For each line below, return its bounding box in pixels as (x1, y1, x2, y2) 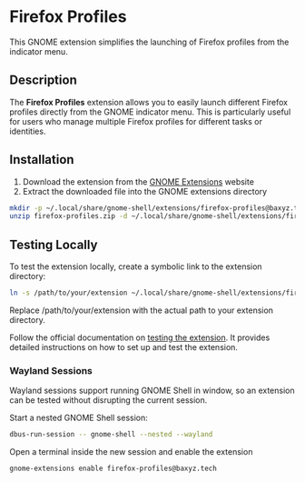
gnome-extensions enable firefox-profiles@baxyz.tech (9, 464, 218, 474)
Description (9, 73, 77, 88)
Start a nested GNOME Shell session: (9, 412, 148, 424)
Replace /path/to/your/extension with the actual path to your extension (9, 305, 274, 316)
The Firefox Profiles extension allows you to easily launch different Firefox (9, 96, 289, 107)
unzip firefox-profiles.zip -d (9, 212, 128, 221)
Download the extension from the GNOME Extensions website (22, 176, 254, 187)
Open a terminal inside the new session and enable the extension (9, 447, 253, 457)
